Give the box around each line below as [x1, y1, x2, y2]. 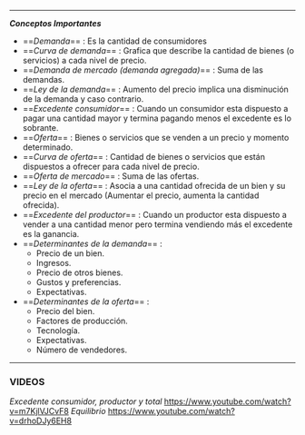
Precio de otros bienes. [35, 267, 123, 278]
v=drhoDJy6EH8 [9, 415, 73, 427]
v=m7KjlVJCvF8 [9, 406, 70, 417]
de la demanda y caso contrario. [22, 94, 144, 104]
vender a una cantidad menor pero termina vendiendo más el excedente [22, 219, 293, 230]
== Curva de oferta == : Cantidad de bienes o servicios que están [22, 152, 266, 162]
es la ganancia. [22, 229, 80, 239]
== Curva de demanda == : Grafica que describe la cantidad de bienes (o [22, 45, 295, 55]
